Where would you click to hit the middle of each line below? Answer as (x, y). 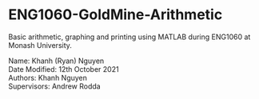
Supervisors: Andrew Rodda (55, 86)
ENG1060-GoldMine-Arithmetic (116, 15)
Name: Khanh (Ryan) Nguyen (56, 61)
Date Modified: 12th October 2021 (64, 69)
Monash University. (40, 45)
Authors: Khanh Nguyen (48, 77)
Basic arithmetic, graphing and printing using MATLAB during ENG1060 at (129, 37)
